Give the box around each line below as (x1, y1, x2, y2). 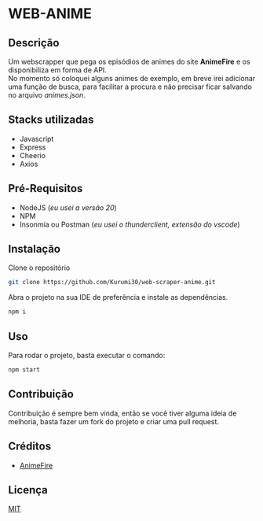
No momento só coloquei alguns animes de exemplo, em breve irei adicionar (8, 74, 256, 83)
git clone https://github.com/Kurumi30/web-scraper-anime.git (8, 279, 216, 286)
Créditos (8, 440, 52, 453)
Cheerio (19, 150, 46, 160)
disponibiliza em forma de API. (8, 65, 108, 75)
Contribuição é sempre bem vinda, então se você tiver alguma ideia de (8, 408, 237, 418)
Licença (8, 483, 49, 497)
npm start (8, 366, 41, 374)
